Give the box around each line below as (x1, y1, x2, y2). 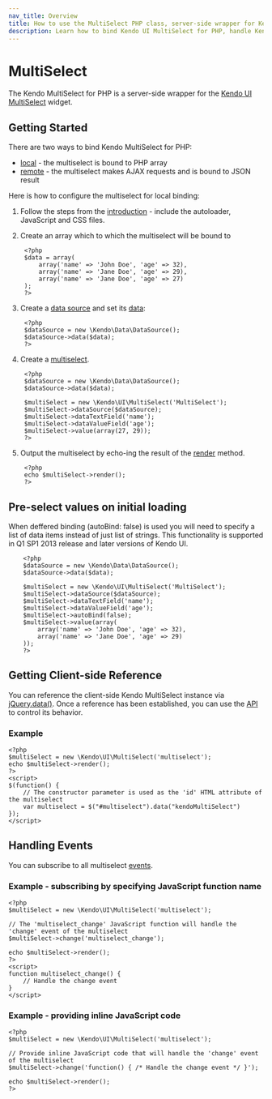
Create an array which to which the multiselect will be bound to (19, 231, 232, 241)
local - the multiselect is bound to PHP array (19, 158, 168, 168)
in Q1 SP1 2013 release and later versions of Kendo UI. (8, 538, 189, 548)
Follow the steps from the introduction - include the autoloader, (19, 207, 232, 216)
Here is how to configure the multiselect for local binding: (8, 191, 200, 201)
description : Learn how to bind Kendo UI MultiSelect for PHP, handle (8, 27, 252, 35)
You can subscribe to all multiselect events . (8, 860, 154, 870)
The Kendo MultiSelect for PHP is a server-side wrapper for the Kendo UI (8, 88, 253, 98)
